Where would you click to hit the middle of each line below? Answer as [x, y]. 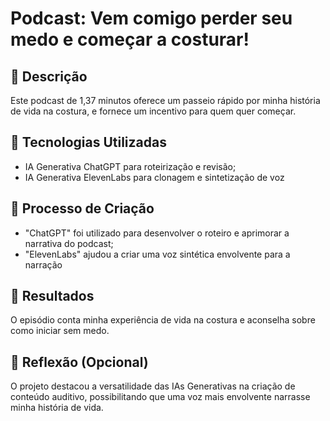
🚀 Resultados [52, 296]
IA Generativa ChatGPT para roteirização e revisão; [130, 166]
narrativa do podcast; [69, 243]
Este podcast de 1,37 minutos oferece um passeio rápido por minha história [165, 100]
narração [43, 264]
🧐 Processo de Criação [82, 208]
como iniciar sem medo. [60, 331]
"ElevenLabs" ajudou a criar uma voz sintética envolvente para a [157, 254]
